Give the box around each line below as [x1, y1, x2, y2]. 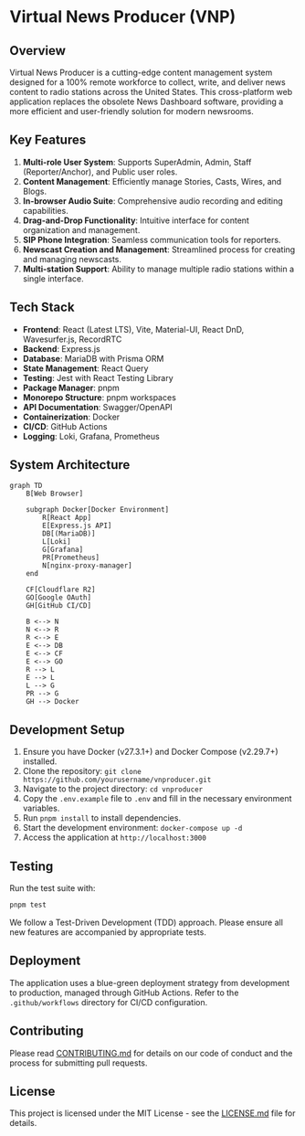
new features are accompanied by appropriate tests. [9, 926, 207, 938]
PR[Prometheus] [42, 553, 100, 563]
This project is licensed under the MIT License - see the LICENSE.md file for [9, 1108, 296, 1119]
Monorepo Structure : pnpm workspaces [22, 391, 176, 403]
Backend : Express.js [22, 343, 100, 354]
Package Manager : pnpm [22, 382, 121, 393]
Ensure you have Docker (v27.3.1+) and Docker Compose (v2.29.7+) [22, 747, 279, 758]
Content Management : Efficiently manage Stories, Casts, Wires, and [22, 175, 282, 186]
